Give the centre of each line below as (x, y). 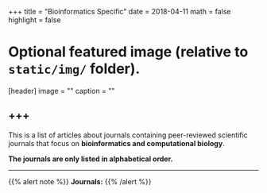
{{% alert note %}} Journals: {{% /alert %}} (80, 181)
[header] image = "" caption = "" (62, 91)
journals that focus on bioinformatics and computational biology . (116, 143)
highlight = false (35, 20)
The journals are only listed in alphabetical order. (91, 159)
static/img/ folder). (74, 69)
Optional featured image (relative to (128, 52)
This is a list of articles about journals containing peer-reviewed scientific (128, 135)
